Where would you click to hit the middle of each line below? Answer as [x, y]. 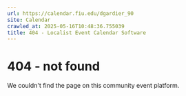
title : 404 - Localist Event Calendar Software [77, 33]
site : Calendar [29, 20]
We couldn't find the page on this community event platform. [93, 86]
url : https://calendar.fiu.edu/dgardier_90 [71, 13]
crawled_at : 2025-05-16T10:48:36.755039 [66, 26]
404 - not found [53, 67]
